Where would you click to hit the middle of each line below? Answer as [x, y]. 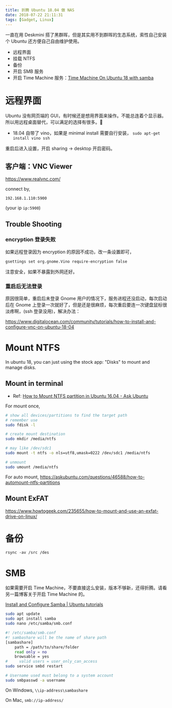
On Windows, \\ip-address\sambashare [47, 690]
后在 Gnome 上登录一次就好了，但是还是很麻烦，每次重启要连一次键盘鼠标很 [86, 305]
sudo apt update [23, 614]
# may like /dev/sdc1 [28, 448]
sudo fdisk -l [21, 425]
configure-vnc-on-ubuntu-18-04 [40, 327]
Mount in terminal [34, 384]
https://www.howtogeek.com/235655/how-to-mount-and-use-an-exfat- [82, 511]
